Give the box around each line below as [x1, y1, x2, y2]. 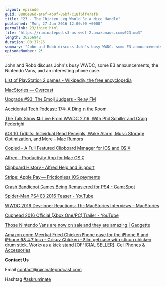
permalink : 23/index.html [5, 26, 58, 31]
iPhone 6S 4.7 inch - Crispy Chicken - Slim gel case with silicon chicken [5, 237, 152, 242]
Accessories [5, 247, 31, 253]
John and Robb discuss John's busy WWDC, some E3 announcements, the [5, 62, 159, 68]
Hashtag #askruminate [5, 276, 51, 282]
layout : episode [5, 7, 39, 12]
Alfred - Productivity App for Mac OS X [5, 154, 85, 161]
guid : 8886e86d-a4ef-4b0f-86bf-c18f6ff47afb [5, 12, 98, 17]
